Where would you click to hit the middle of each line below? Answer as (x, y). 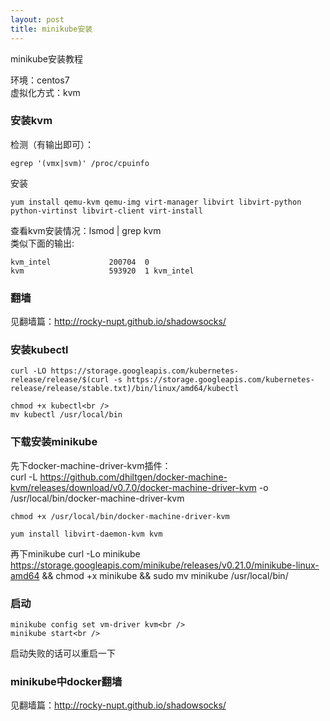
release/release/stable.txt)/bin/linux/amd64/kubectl (125, 389)
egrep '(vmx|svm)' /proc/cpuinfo (80, 163)
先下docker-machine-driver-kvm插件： (91, 465)
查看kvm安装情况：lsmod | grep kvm (86, 230)
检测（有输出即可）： (52, 144)
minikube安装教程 (47, 58)
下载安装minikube (54, 442)
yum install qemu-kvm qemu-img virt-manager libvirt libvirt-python (156, 202)
